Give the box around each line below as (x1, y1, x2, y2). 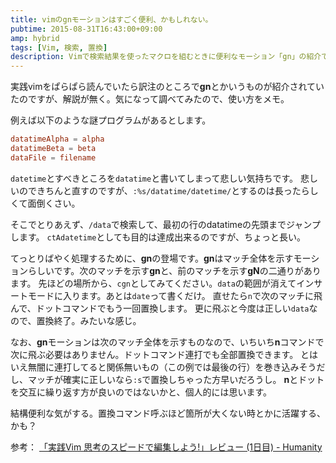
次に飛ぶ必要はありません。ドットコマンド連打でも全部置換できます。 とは (10, 348, 319, 360)
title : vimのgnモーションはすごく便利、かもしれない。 (10, 14, 213, 25)
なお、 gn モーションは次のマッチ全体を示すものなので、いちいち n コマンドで (10, 336, 325, 348)
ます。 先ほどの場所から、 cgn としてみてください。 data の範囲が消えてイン (10, 277, 315, 289)
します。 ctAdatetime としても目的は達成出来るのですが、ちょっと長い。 (10, 231, 306, 243)
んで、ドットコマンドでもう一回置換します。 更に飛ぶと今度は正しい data (10, 302, 310, 314)
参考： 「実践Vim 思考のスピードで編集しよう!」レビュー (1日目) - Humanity (10, 441, 323, 453)
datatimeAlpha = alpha (10, 134, 105, 145)
